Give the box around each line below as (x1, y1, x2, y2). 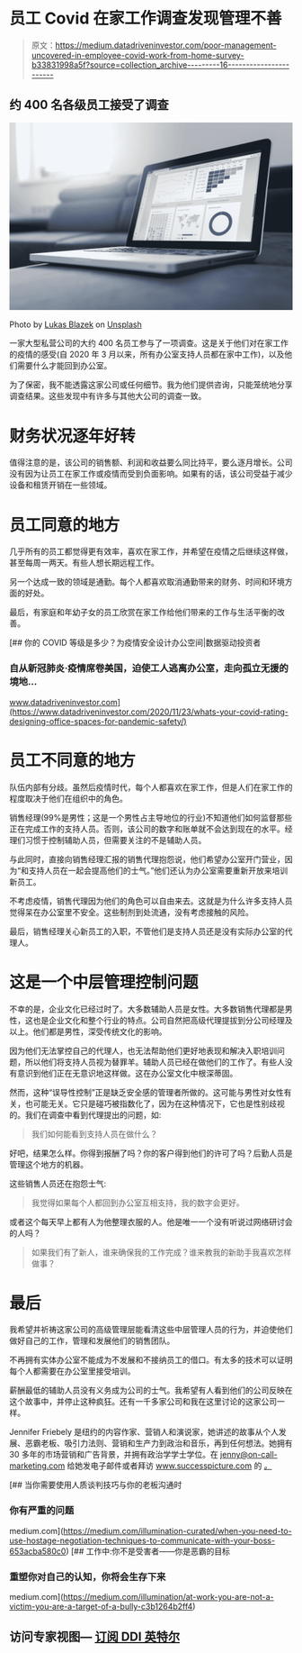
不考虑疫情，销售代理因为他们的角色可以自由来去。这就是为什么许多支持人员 (9, 895, 293, 906)
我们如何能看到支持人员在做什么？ (31, 1128, 158, 1140)
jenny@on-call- (219, 1449, 278, 1460)
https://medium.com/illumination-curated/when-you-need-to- (62, 1525, 292, 1536)
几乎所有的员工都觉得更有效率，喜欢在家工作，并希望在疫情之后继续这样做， (9, 546, 293, 557)
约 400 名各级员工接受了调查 (9, 97, 169, 113)
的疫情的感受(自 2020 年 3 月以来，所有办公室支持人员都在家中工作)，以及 (9, 349, 285, 360)
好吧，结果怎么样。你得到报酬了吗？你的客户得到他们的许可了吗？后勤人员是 (9, 1148, 293, 1158)
